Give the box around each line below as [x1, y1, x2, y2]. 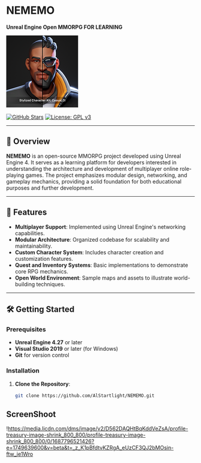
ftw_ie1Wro [6, 450, 33, 458]
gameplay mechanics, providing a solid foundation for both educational [6, 178, 182, 185]
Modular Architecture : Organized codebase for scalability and [14, 236, 169, 243]
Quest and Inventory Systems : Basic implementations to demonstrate [14, 261, 188, 269]
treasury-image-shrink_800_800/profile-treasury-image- [6, 431, 146, 438]
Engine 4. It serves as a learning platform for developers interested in [6, 158, 176, 166]
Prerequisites [6, 325, 46, 333]
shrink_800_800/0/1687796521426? [6, 438, 95, 445]
